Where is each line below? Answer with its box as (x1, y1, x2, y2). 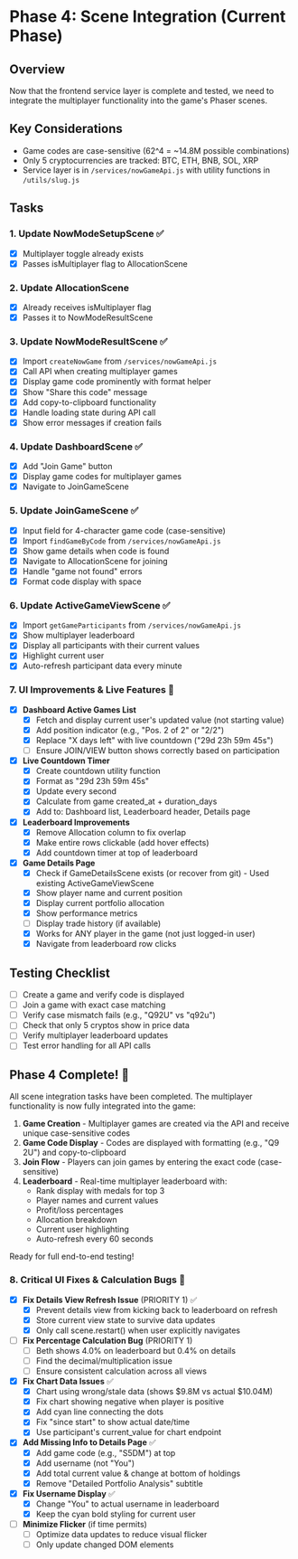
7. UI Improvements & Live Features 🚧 (9, 684, 174, 696)
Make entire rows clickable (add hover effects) (35, 836, 210, 847)
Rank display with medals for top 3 (35, 1186, 165, 1196)
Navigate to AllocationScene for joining (22, 555, 169, 566)
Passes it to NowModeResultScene (22, 312, 154, 323)
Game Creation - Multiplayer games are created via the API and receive (22, 1119, 290, 1129)
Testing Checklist (9, 965, 110, 980)
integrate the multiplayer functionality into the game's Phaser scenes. (9, 95, 268, 106)
